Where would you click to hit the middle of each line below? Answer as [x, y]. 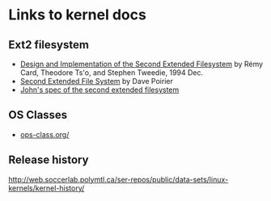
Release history [49, 160]
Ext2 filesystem [49, 45]
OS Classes [38, 115]
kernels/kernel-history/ [47, 188]
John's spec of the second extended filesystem [100, 90]
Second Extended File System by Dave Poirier [97, 81]
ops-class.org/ [44, 134]
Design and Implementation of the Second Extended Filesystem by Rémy [142, 64]
